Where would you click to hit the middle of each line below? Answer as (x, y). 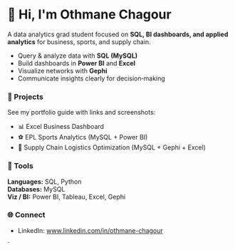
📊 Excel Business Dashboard (61, 127)
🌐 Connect (26, 215)
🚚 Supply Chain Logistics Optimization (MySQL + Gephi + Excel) (112, 147)
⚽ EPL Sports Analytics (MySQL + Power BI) (83, 137)
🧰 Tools (20, 166)
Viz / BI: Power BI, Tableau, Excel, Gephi (67, 197)
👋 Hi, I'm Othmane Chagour (90, 15)
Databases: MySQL (36, 189)
